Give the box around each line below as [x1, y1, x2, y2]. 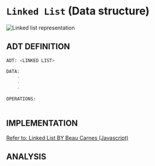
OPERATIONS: [6, 96, 36, 102]
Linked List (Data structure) [6, 4, 150, 18]
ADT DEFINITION [6, 41, 70, 52]
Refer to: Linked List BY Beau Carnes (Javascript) [6, 134, 129, 141]
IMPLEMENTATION [6, 118, 78, 129]
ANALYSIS [6, 152, 47, 162]
